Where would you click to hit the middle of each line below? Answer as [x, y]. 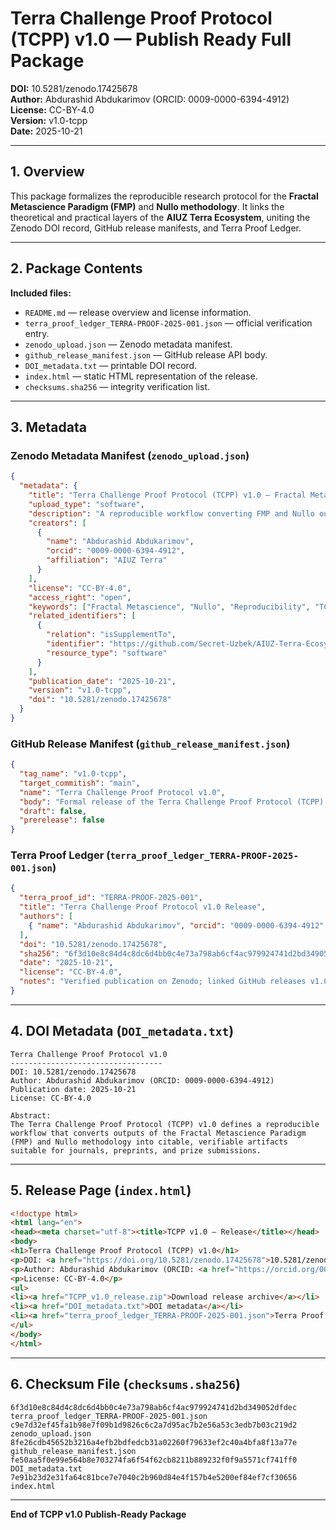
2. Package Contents [76, 268]
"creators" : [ [57, 523]
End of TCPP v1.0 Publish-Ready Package [98, 1514]
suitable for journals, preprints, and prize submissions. [136, 1150]
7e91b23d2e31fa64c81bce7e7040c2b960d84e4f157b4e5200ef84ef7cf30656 [154, 1477]
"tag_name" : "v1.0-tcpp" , [73, 774]
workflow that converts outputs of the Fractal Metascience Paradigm [158, 1133]
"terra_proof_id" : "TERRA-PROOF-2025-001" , [111, 898]
